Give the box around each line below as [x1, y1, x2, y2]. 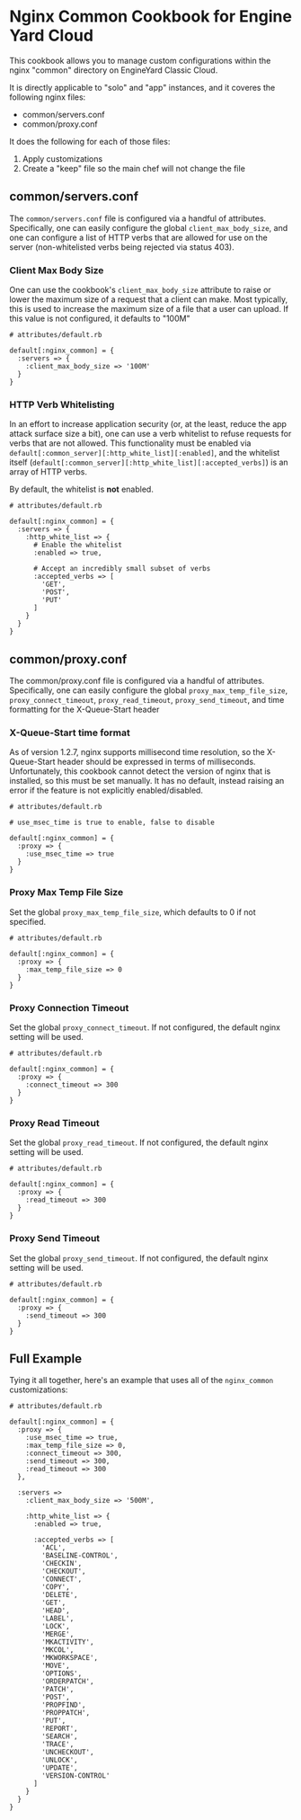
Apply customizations [22, 153, 103, 164]
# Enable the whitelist [32, 541, 123, 550]
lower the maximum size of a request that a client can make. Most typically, [9, 294, 288, 305]
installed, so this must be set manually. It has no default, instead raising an [9, 776, 285, 786]
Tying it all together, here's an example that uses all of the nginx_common [9, 1375, 274, 1386]
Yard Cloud [9, 25, 94, 46]
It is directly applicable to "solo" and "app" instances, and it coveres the [9, 82, 276, 93]
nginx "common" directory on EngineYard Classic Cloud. [9, 65, 218, 75]
